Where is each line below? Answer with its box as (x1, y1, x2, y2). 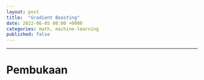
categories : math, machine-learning (6, 25, 99, 32)
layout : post (6, 8, 39, 15)
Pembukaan (6, 63, 68, 77)
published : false (6, 32, 50, 38)
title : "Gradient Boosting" (6, 15, 80, 21)
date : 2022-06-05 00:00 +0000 (6, 20, 83, 26)
